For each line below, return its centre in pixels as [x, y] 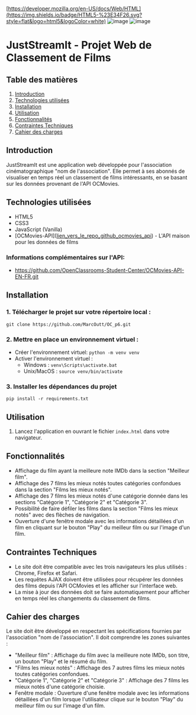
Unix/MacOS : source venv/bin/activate [73, 371]
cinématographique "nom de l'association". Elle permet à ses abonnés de [96, 171]
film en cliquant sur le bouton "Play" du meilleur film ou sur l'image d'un [102, 527]
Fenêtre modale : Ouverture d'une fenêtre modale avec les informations [102, 693]
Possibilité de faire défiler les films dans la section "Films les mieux [97, 508]
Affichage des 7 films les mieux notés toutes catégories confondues [98, 483]
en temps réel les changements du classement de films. [83, 598]
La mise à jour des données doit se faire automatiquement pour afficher [102, 592]
